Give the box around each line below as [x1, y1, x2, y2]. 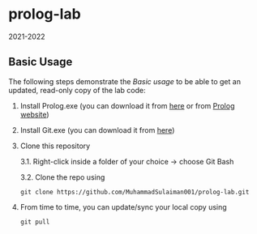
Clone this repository [19, 141, 91, 151]
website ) [19, 109, 50, 119]
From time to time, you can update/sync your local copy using [19, 202, 227, 211]
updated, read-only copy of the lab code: [8, 85, 146, 95]
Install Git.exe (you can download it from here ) [19, 125, 175, 134]
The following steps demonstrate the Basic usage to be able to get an [8, 76, 242, 86]
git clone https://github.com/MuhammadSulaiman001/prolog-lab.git [19, 188, 250, 196]
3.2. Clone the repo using [19, 172, 105, 182]
